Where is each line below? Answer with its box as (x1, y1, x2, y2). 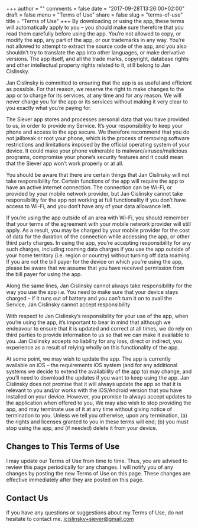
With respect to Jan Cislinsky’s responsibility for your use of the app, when (6, 313, 189, 319)
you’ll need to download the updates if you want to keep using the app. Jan (6, 374, 190, 381)
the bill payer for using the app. (6, 271, 83, 277)
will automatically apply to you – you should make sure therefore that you (6, 24, 184, 31)
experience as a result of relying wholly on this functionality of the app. (6, 344, 179, 351)
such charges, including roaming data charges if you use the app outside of (6, 245, 190, 252)
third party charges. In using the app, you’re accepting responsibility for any (6, 239, 191, 246)
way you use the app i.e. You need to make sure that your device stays (6, 289, 178, 295)
